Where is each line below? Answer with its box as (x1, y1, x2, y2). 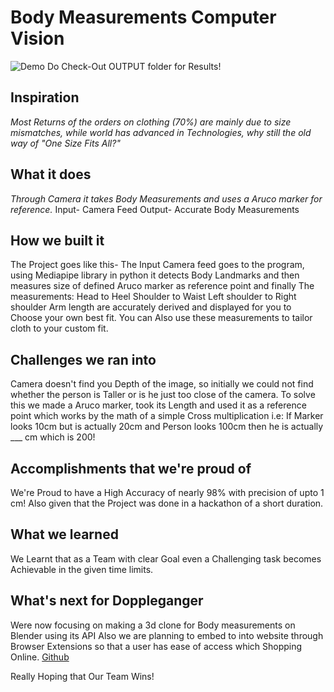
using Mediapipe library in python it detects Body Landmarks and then (10, 269, 300, 281)
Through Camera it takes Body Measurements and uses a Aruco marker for (10, 192, 323, 205)
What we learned (10, 526, 119, 543)
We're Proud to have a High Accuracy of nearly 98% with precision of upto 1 (10, 487, 325, 498)
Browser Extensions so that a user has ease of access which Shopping (10, 640, 303, 652)
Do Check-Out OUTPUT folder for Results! (46, 60, 222, 72)
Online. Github (10, 651, 70, 663)
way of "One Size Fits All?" (10, 137, 121, 149)
